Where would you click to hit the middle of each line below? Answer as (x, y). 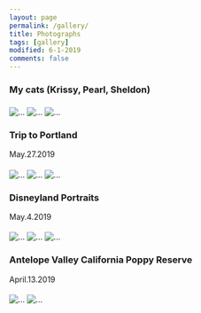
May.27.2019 (32, 154)
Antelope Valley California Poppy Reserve (101, 260)
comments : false (39, 59)
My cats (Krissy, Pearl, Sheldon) (80, 90)
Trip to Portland (43, 135)
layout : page (33, 17)
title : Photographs (45, 34)
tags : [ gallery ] (39, 42)
